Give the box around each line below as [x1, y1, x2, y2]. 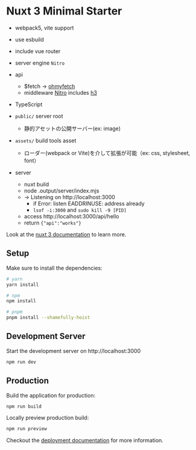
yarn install [6, 282, 39, 288]
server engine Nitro [14, 59, 65, 66]
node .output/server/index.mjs [24, 187, 100, 194]
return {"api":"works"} [24, 219, 81, 226]
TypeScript [14, 101, 43, 108]
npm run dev [6, 359, 36, 365]
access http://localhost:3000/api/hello [24, 212, 119, 220]
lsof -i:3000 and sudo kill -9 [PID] [33, 206, 127, 214]
